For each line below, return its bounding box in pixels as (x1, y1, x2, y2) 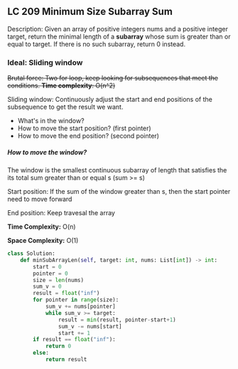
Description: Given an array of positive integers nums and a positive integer (7, 24, 229, 33)
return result (45, 356, 87, 363)
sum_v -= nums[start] (58, 323, 122, 330)
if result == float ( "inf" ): (33, 336, 116, 343)
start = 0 (33, 263, 62, 270)
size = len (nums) (33, 276, 84, 284)
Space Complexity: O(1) (7, 237, 79, 245)
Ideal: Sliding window (7, 57, 83, 67)
